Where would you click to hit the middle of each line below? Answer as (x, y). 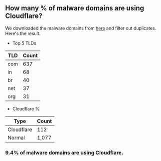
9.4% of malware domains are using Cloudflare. (64, 152)
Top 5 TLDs (24, 43)
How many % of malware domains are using (75, 8)
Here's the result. (23, 33)
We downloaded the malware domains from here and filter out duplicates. (81, 28)
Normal (16, 137)
